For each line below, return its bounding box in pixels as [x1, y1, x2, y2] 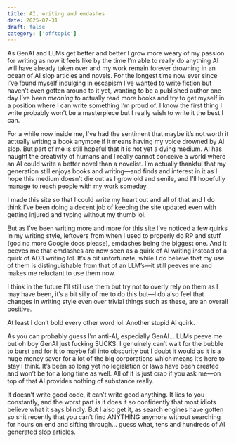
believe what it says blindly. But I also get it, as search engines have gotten [7, 405, 224, 414]
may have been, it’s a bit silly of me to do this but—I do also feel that [7, 290, 204, 298]
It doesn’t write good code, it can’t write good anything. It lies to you [7, 390, 205, 399]
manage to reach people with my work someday [7, 182, 147, 190]
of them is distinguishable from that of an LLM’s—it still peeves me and [7, 261, 212, 270]
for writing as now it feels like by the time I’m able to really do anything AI [7, 57, 219, 65]
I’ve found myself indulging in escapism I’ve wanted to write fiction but [7, 79, 212, 88]
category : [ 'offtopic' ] [7, 29, 77, 37]
